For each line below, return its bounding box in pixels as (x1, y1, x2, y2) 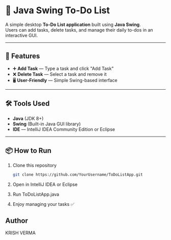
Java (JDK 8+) (12, 115, 44, 121)
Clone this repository (12, 163, 57, 169)
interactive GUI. (5, 32, 38, 38)
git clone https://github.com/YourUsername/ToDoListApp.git (12, 172, 143, 177)
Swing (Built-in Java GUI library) (12, 121, 81, 127)
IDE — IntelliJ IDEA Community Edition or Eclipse (12, 126, 116, 132)
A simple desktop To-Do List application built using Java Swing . (5, 21, 141, 28)
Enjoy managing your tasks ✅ (12, 201, 75, 207)
